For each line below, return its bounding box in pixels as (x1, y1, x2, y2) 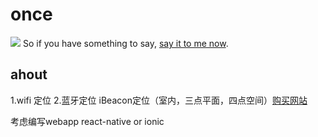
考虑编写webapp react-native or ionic (10, 115, 165, 127)
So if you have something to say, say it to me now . (22, 37, 229, 49)
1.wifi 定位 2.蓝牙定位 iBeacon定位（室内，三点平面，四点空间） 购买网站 (10, 94, 308, 106)
